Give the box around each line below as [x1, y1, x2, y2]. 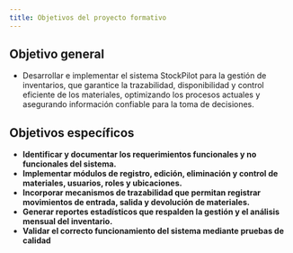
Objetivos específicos [9, 125, 135, 140]
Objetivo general [9, 47, 105, 62]
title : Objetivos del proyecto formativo [9, 13, 167, 23]
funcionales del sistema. [22, 158, 117, 169]
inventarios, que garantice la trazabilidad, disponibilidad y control [22, 80, 264, 91]
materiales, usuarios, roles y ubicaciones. [22, 177, 182, 189]
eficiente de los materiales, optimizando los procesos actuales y [22, 89, 261, 100]
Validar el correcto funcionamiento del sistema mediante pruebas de [22, 226, 285, 237]
